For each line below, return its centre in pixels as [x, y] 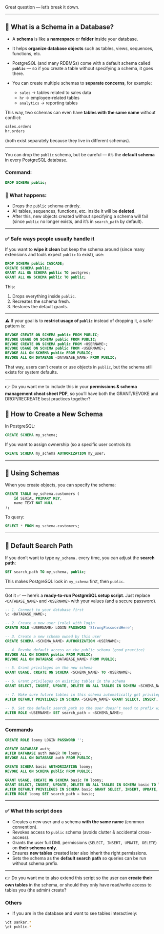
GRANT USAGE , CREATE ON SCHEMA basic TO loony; [54, 780]
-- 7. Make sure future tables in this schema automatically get [73, 695]
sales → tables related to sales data [55, 92]
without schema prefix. [35, 863]
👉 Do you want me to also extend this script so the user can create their [79, 878]
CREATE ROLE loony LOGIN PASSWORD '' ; [44, 740]
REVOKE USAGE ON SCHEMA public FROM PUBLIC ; [51, 339]
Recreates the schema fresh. [41, 301]
